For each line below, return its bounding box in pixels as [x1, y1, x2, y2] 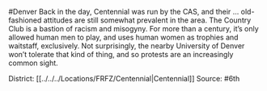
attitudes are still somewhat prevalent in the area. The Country [43, 15, 252, 25]
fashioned [8, 15, 42, 25]
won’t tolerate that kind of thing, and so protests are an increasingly [8, 50, 234, 59]
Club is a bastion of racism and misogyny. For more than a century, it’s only [8, 24, 259, 33]
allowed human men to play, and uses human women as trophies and [8, 32, 239, 42]
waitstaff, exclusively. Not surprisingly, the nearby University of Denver [8, 41, 245, 51]
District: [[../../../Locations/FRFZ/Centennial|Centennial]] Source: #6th [8, 74, 240, 83]
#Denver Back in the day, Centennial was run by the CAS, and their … [8, 7, 239, 16]
